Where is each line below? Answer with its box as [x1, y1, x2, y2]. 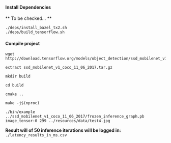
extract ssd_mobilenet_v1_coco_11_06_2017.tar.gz [5, 65, 113, 70]
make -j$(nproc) [5, 101, 40, 106]
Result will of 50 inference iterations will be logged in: [5, 127, 121, 133]
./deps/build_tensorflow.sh [5, 30, 65, 35]
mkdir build [5, 74, 31, 79]
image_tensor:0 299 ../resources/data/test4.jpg [5, 119, 110, 124]
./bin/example [5, 109, 36, 115]
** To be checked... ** [5, 15, 52, 21]
